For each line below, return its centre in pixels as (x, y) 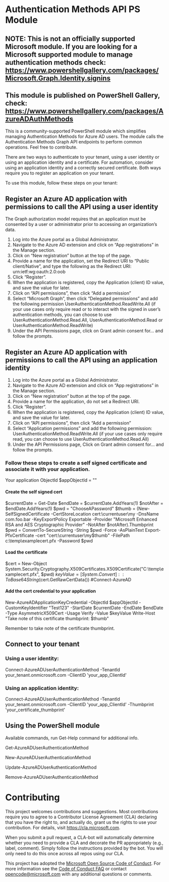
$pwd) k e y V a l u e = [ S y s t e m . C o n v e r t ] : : (82, 574)
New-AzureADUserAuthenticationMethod (48, 757)
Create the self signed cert (34, 492)
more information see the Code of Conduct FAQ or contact (66, 868)
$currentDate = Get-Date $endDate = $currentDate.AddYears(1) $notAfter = (84, 503)
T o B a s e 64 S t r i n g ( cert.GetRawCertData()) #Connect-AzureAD (68, 579)
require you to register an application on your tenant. (60, 173)
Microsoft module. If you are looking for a (71, 47)
